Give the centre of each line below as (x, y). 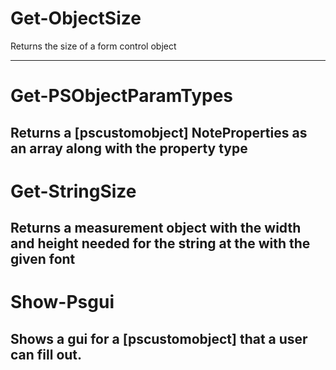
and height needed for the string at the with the (160, 243)
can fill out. (46, 354)
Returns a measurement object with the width (156, 228)
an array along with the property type (129, 148)
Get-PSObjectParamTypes (122, 96)
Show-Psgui (62, 302)
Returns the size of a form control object (93, 46)
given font (43, 259)
